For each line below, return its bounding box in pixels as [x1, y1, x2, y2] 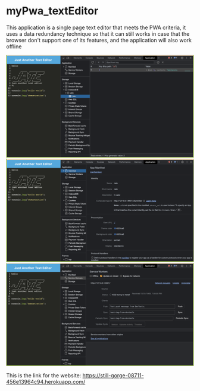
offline [6, 43, 22, 50]
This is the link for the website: [6, 371, 82, 379]
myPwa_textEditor [6, 4, 99, 18]
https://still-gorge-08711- [82, 371, 144, 379]
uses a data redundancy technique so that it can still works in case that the [6, 30, 190, 37]
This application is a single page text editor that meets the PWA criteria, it [6, 24, 186, 31]
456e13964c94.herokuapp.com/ [6, 378, 86, 385]
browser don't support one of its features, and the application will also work [6, 36, 192, 44]
